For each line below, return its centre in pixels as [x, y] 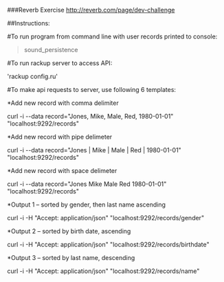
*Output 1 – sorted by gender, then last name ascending [87, 204]
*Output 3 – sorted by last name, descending [71, 258]
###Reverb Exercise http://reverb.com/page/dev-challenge [91, 10]
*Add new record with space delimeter [62, 171]
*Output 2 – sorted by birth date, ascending [69, 231]
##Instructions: [29, 23]
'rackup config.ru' [33, 76]
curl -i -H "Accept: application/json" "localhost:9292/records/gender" [106, 218]
